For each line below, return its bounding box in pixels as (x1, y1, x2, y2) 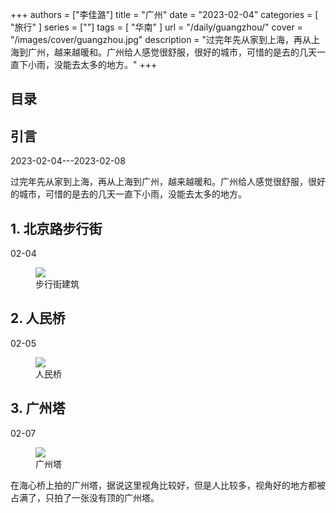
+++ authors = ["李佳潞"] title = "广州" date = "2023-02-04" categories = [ (10, 9, 319, 20)
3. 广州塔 (10, 400, 66, 417)
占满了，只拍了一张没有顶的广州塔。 (10, 491, 160, 503)
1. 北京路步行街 (10, 220, 103, 237)
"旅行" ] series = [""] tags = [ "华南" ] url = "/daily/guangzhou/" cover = (10, 21, 303, 33)
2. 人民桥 (10, 310, 66, 327)
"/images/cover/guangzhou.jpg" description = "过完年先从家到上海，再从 (10, 34, 312, 45)
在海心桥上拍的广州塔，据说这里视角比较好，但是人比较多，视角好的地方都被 (10, 479, 326, 491)
